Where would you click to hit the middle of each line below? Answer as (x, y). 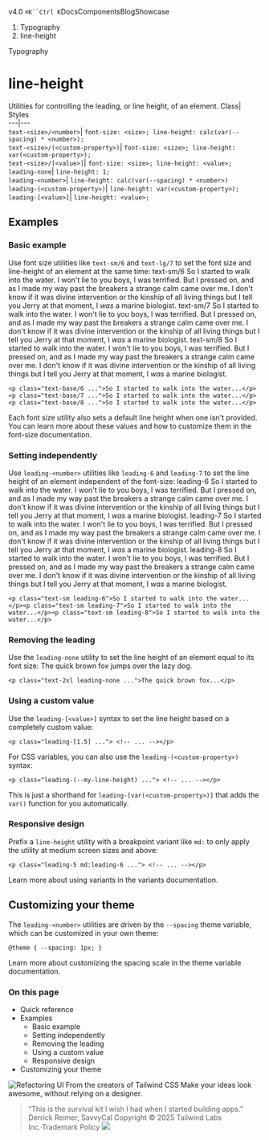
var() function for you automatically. (69, 803)
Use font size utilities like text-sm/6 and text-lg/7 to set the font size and (130, 262)
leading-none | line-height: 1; (59, 171)
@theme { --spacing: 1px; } (55, 948)
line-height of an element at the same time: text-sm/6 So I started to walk (129, 271)
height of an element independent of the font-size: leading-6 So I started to (133, 481)
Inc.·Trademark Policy (64, 1127)
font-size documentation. (50, 434)
